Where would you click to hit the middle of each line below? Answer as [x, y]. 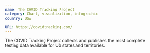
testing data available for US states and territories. [55, 45]
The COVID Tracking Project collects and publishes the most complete [75, 41]
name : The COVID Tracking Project [40, 9]
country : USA [18, 18]
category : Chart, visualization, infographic [52, 14]
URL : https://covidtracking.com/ [39, 27]
